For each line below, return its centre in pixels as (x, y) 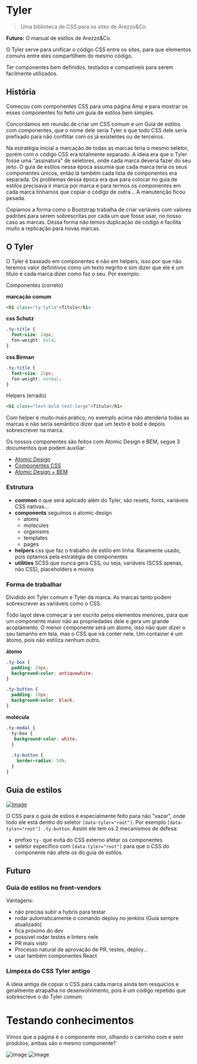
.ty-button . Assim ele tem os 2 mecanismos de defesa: (111, 828)
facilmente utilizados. (32, 73)
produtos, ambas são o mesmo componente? (61, 1043)
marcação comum (29, 296)
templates (36, 538)
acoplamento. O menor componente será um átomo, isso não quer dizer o (96, 627)
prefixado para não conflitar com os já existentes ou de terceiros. (86, 136)
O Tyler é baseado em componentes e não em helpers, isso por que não (94, 261)
